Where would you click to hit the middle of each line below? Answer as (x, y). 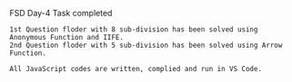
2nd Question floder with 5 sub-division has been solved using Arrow (146, 45)
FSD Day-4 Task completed (61, 13)
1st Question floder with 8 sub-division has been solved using (134, 30)
